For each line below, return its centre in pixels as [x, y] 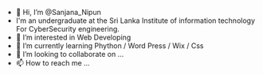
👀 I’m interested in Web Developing [73, 37]
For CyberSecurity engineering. [67, 29]
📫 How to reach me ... [53, 63]
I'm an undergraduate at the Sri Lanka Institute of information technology [135, 21]
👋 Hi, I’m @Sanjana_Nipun [58, 12]
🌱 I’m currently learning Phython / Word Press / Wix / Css [110, 46]
